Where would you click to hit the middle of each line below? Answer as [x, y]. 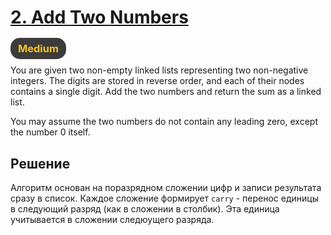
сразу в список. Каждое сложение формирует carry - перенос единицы [164, 198]
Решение [40, 163]
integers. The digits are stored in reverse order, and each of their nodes [157, 81]
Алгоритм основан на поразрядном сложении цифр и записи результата [166, 188]
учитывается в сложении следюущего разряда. [112, 220]
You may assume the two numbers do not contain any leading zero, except [164, 122]
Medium [38, 49]
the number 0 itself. [50, 132]
